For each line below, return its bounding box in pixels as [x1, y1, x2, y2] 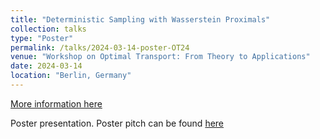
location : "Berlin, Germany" [10, 71, 132, 81]
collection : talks [10, 24, 87, 34]
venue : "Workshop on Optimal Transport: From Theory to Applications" [10, 52, 311, 62]
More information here [10, 97, 103, 110]
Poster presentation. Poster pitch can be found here [10, 117, 225, 129]
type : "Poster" [10, 33, 74, 43]
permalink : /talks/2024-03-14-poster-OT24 [10, 42, 190, 53]
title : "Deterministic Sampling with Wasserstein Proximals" [10, 14, 271, 25]
